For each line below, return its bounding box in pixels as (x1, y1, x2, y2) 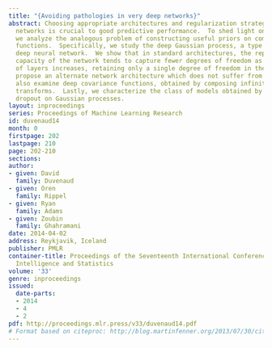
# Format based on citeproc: (8, 327, 107, 335)
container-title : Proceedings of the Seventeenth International (8, 252, 230, 260)
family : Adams (15, 207, 63, 215)
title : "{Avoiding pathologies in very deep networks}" (8, 11, 201, 20)
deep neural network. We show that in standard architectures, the (15, 49, 252, 57)
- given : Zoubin (8, 215, 63, 223)
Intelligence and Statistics (15, 259, 114, 267)
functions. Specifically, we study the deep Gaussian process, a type (15, 42, 263, 50)
